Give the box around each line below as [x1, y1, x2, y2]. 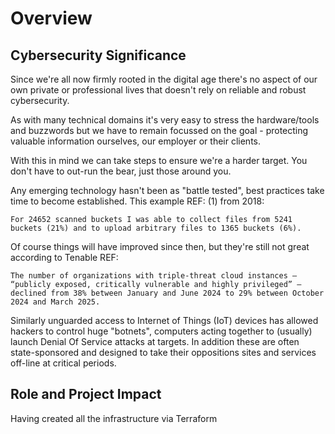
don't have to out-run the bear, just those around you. [10, 165, 232, 177]
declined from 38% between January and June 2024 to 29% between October [10, 288, 325, 298]
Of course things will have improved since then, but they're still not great [10, 241, 310, 252]
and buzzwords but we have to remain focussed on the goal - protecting [10, 125, 309, 136]
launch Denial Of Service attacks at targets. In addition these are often [10, 336, 300, 347]
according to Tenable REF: [10, 252, 119, 263]
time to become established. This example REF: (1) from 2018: [10, 195, 265, 207]
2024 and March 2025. [10, 297, 101, 307]
